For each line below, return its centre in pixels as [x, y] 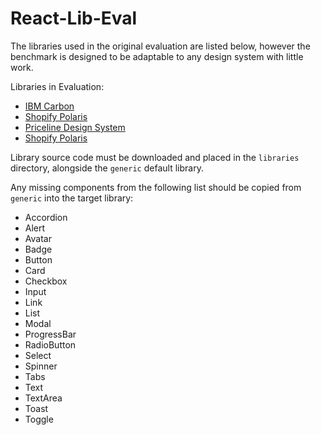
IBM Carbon [49, 106]
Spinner [41, 366]
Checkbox [46, 281]
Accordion [46, 217]
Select [38, 355]
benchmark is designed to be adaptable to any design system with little [157, 56]
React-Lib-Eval [74, 18]
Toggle [39, 419]
